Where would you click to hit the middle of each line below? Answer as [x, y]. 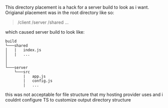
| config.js [38, 81]
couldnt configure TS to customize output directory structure [68, 100]
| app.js [35, 76]
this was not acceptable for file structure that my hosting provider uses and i [84, 94]
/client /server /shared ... [43, 22]
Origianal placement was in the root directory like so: [60, 13]
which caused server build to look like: [45, 32]
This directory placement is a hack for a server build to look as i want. [77, 7]
